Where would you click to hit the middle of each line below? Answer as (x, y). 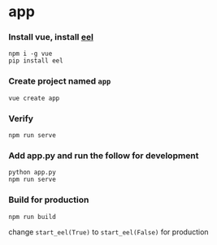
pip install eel (36, 61)
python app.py (33, 173)
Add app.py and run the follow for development (104, 155)
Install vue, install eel (51, 37)
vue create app (34, 98)
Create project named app (60, 81)
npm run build (33, 217)
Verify (21, 118)
